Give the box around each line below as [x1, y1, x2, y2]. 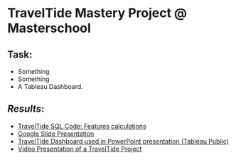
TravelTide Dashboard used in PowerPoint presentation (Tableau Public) [17, 137, 230, 145]
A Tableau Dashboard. [17, 82, 83, 90]
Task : [7, 48, 33, 60]
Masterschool [7, 20, 91, 36]
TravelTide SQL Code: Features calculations [17, 122, 147, 130]
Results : [7, 103, 45, 115]
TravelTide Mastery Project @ [7, 5, 187, 21]
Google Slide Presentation [17, 129, 95, 138]
